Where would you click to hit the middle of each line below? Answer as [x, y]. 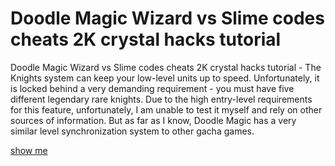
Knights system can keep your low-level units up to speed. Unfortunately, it [165, 78]
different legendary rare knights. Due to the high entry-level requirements [161, 99]
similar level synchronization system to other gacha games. [132, 131]
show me [29, 150]
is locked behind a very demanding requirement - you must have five [152, 88]
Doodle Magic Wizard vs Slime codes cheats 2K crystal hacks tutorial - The [166, 67]
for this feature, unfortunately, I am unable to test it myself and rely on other [166, 109]
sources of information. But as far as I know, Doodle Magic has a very [153, 120]
